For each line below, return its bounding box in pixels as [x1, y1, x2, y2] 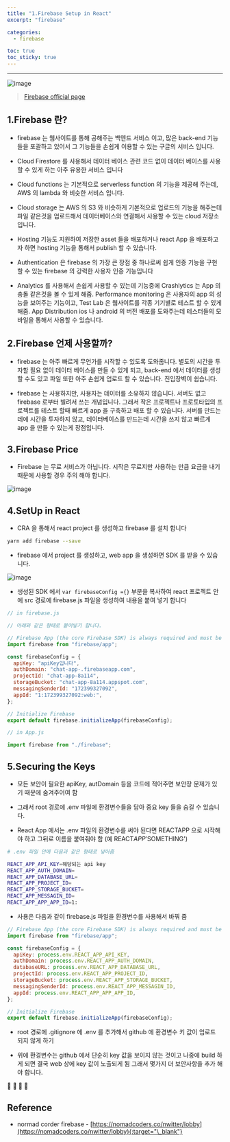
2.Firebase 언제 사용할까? [7, 338, 113, 350]
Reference [7, 1101, 53, 1113]
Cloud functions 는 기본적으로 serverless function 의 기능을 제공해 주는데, [16, 180, 218, 188]
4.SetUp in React [7, 505, 81, 516]
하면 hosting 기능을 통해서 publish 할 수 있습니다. [24, 243, 157, 251]
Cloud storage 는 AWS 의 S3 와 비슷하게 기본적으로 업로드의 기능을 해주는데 [16, 203, 222, 212]
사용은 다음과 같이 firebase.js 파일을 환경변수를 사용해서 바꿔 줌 [16, 912, 188, 920]
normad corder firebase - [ [16, 1120, 93, 1128]
